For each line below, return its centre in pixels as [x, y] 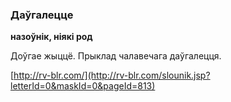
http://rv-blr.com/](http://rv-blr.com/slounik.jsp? [112, 75]
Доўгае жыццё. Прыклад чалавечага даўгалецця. [116, 56]
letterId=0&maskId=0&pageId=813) [83, 86]
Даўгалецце [42, 15]
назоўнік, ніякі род [51, 37]
